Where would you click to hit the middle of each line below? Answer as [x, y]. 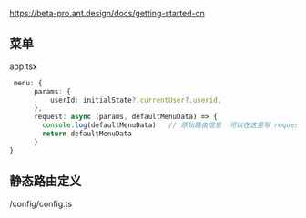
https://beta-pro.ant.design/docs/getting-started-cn [107, 13]
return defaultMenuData [87, 134]
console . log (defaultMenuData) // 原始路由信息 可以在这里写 [156, 125]
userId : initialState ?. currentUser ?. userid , [136, 100]
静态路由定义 [46, 181]
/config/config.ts [41, 203]
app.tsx [24, 66]
